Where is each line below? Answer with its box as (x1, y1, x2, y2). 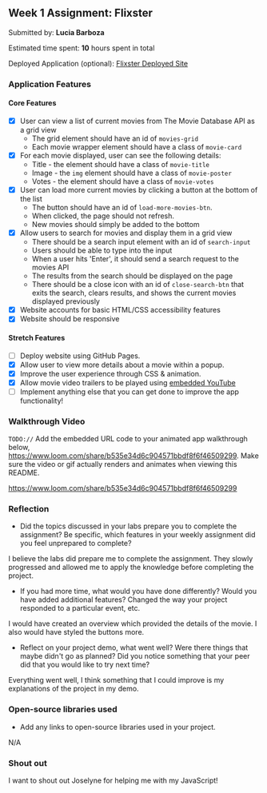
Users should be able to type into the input (31, 245, 173, 255)
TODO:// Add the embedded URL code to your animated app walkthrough (8, 434, 248, 444)
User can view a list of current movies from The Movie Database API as (19, 116, 256, 126)
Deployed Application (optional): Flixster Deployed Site (8, 58, 189, 68)
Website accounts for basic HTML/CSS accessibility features (19, 305, 221, 315)
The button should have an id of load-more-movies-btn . (31, 203, 213, 213)
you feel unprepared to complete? (19, 539, 132, 548)
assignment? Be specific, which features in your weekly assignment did (19, 530, 256, 540)
